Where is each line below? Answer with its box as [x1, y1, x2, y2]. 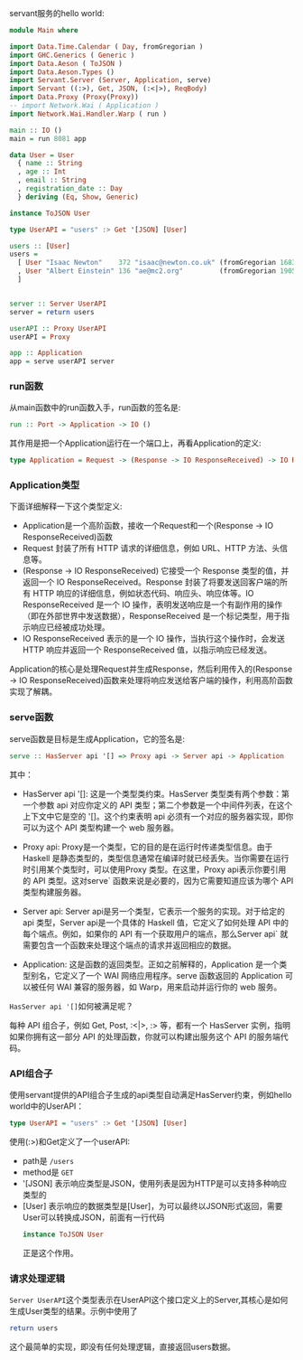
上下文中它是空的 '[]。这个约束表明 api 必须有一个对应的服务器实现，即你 [22, 811, 294, 821]
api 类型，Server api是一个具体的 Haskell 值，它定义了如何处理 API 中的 [22, 916, 289, 928]
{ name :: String [17, 159, 83, 168]
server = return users [9, 307, 95, 316]
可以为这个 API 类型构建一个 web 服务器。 [22, 821, 179, 833]
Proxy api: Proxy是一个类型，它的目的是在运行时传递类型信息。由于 [22, 841, 273, 852]
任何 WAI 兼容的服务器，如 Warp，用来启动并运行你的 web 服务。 [38, 981, 282, 992]
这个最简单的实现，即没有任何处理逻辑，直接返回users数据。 [9, 1341, 236, 1352]
